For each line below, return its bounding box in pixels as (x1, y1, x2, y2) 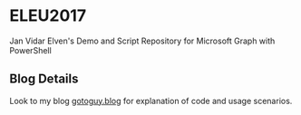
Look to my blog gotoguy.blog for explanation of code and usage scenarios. (9, 95, 293, 106)
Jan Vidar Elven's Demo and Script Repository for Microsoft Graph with (9, 35, 276, 46)
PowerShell (9, 44, 52, 55)
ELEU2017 (9, 5, 87, 26)
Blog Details (9, 72, 79, 87)
